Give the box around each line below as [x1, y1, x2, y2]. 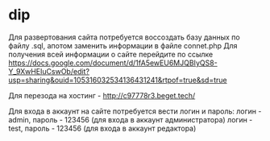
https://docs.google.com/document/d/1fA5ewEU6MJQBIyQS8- [8, 58, 218, 68]
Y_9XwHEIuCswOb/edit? [8, 66, 90, 76]
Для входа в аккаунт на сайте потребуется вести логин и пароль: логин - [8, 106, 262, 116]
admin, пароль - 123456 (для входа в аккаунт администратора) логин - [8, 114, 253, 124]
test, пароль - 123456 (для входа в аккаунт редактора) [8, 123, 197, 133]
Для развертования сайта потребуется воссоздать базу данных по [8, 32, 240, 42]
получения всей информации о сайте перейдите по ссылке [8, 49, 214, 59]
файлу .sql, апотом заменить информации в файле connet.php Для [8, 40, 238, 50]
